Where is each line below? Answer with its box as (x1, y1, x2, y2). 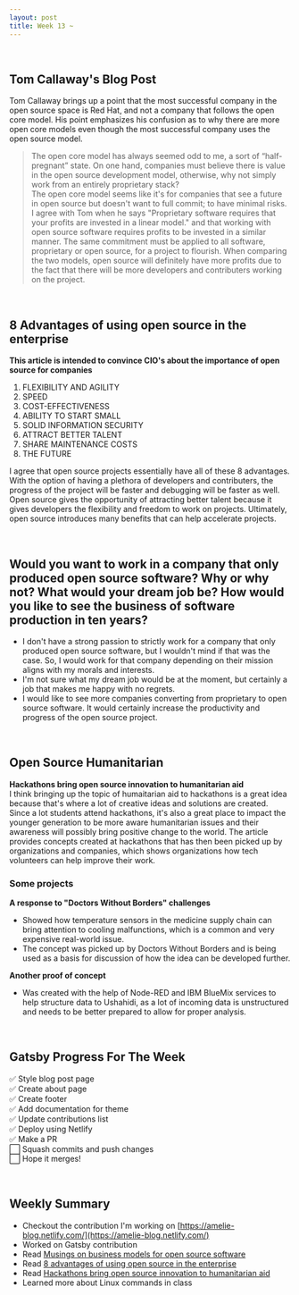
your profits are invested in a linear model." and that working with (30, 217, 271, 228)
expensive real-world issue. (21, 934, 125, 945)
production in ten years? (9, 612, 149, 627)
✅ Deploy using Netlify (9, 1123, 93, 1134)
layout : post (9, 13, 58, 22)
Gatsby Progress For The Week (9, 1049, 186, 1064)
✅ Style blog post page (9, 1073, 96, 1084)
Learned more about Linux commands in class (21, 1277, 193, 1288)
